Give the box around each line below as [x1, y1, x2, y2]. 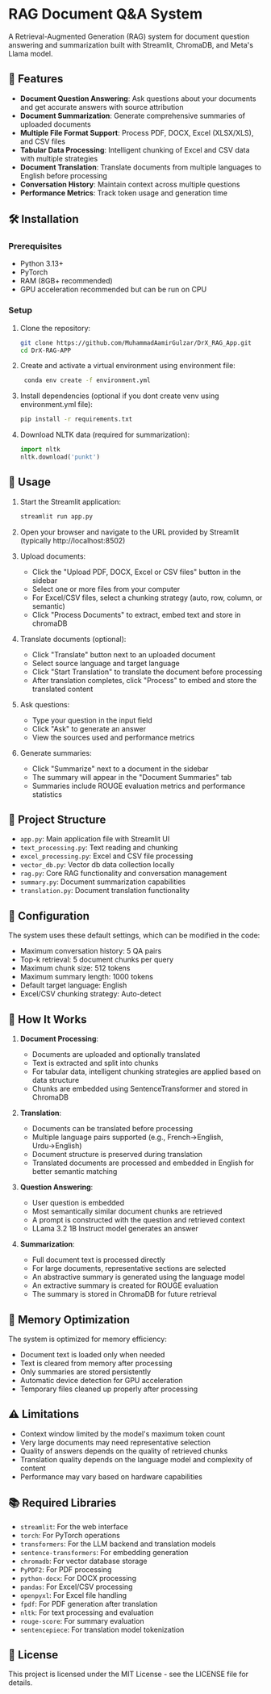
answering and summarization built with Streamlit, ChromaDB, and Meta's [8, 40, 254, 49]
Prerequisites [8, 241, 62, 252]
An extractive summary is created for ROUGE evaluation [31, 1281, 219, 1290]
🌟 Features [8, 72, 64, 86]
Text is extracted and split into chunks [31, 1059, 159, 1068]
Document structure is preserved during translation [31, 1150, 203, 1159]
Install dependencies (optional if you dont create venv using [19, 391, 219, 400]
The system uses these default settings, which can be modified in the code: [8, 930, 261, 941]
